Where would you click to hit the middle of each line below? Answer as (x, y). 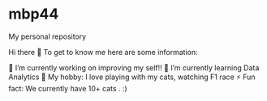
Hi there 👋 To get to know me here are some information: (103, 52)
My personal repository (47, 36)
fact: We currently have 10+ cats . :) (68, 88)
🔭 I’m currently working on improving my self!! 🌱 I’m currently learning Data (134, 67)
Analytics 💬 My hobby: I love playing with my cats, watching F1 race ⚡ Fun (132, 77)
